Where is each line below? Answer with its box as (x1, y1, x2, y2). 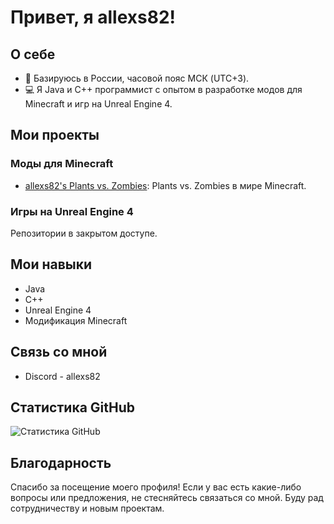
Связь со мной (10, 344, 108, 361)
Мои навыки (10, 256, 93, 273)
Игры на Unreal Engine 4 (10, 204, 134, 218)
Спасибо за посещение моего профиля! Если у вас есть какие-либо (10, 481, 302, 493)
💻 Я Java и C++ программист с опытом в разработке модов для (24, 84, 303, 95)
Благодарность (10, 454, 112, 471)
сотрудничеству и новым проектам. (10, 502, 165, 515)
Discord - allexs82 (24, 370, 101, 382)
